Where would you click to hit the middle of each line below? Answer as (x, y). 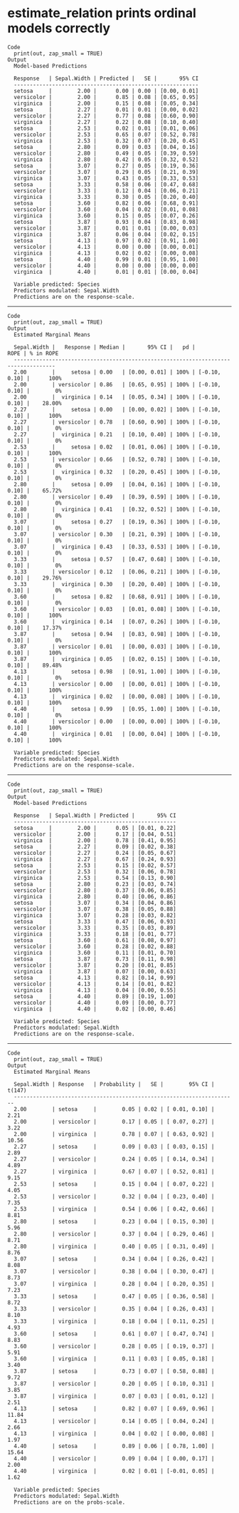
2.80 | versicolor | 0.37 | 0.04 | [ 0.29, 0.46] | (114, 1234)
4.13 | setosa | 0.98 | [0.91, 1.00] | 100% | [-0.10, (117, 672)
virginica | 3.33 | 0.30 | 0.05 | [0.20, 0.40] (106, 197)
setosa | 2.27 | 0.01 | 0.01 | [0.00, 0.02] (106, 109)
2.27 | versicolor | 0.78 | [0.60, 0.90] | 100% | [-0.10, (117, 422)
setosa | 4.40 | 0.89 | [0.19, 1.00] (95, 996)
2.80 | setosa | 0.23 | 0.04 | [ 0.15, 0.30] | (114, 1221)
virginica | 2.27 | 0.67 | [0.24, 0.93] (95, 859)
